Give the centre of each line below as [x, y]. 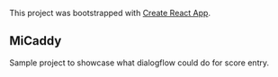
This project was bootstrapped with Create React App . [110, 13]
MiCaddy [36, 41]
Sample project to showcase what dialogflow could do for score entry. [139, 63]
